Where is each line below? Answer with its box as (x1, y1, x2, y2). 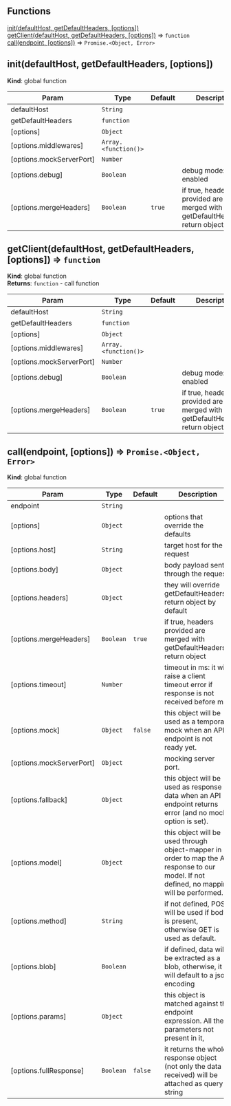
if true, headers (164, 617, 214, 627)
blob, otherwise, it (164, 962, 222, 972)
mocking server (164, 754, 215, 763)
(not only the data (164, 1062, 222, 1072)
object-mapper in (164, 845, 222, 855)
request (164, 550, 190, 559)
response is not (164, 688, 214, 698)
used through (164, 836, 208, 846)
